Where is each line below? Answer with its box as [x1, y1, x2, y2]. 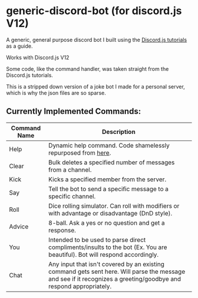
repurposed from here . [48, 149, 111, 157]
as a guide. [6, 42, 34, 50]
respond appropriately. [48, 282, 112, 290]
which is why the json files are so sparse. [6, 89, 106, 96]
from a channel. [48, 165, 92, 173]
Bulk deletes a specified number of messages [48, 158, 175, 166]
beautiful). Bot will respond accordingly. [48, 250, 159, 258]
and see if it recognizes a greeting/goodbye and [48, 274, 181, 283]
